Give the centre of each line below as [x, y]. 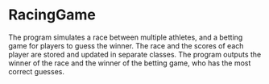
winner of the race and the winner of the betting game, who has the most [130, 63]
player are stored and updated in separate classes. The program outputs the [135, 54]
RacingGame [52, 15]
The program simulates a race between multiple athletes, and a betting [126, 37]
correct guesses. [36, 71]
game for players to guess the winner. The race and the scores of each [126, 45]
